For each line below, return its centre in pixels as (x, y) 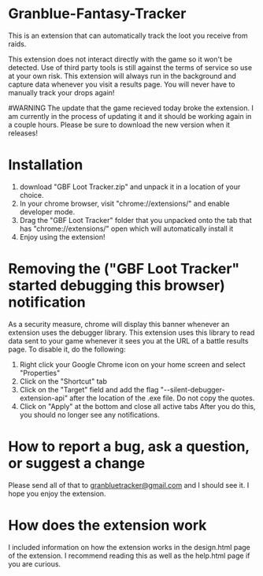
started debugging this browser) (117, 286)
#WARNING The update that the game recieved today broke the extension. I (131, 108)
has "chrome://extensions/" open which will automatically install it (126, 229)
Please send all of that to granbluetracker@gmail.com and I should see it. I (129, 485)
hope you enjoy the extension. (57, 493)
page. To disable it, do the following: (67, 349)
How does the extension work (107, 525)
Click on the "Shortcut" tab (63, 381)
